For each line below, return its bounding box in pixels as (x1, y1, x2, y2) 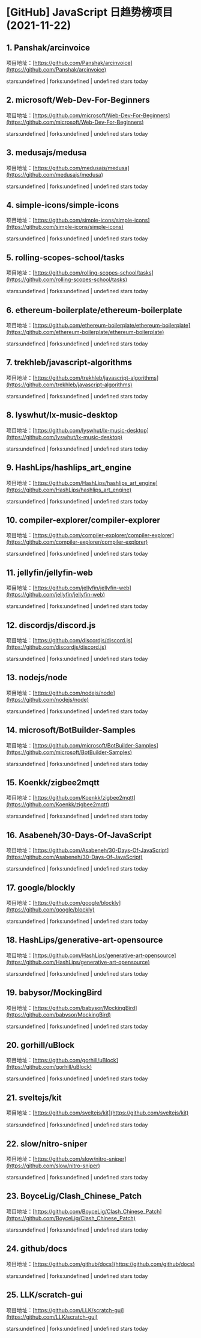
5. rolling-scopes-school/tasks (6, 252, 125, 263)
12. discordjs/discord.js (6, 620, 96, 630)
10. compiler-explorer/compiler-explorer (6, 515, 161, 525)
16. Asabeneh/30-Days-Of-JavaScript (6, 830, 152, 840)
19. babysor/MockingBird (6, 988, 103, 998)
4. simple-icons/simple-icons (6, 200, 119, 210)
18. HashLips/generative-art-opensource (6, 935, 163, 945)
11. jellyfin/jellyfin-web (6, 567, 93, 577)
